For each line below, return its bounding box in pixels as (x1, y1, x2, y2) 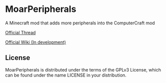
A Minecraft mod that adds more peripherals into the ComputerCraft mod (5, 20, 156, 26)
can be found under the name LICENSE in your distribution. (5, 72, 127, 78)
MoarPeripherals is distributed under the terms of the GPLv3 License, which (5, 67, 161, 73)
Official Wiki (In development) (5, 39, 66, 45)
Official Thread (5, 29, 36, 35)
